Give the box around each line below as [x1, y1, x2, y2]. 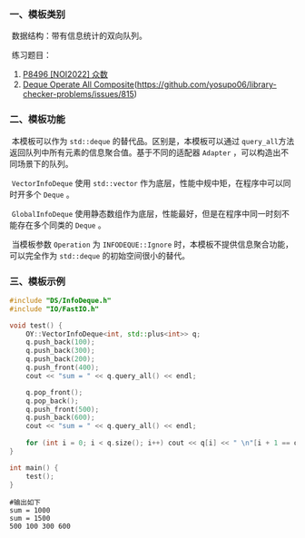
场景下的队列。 [16, 158, 74, 169]
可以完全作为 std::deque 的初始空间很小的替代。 [9, 249, 191, 260]
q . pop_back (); [25, 396, 79, 406]
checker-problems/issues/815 [22, 89, 134, 100]
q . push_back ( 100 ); [25, 337, 95, 347]
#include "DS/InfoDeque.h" [9, 296, 112, 305]
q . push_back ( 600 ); [25, 413, 95, 423]
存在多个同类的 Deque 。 [16, 220, 106, 230]
